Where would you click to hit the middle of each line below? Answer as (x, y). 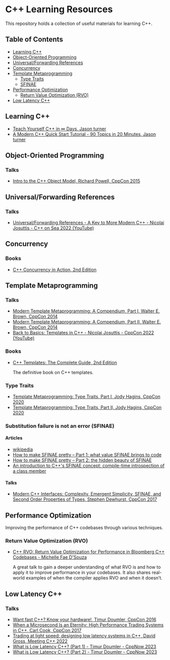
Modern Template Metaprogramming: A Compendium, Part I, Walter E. (86, 311)
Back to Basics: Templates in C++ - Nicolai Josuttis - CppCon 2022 (83, 333)
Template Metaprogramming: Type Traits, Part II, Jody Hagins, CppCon (87, 407)
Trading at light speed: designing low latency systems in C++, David (84, 636)
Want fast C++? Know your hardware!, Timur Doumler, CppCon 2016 (84, 620)
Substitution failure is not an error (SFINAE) (60, 426)
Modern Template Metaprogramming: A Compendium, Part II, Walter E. (87, 322)
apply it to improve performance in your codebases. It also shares (82, 572)
